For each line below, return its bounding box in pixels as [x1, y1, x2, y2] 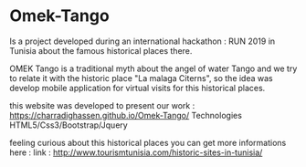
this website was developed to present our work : [9, 99, 195, 110]
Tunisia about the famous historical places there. [9, 45, 193, 56]
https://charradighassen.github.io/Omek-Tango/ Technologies [9, 110, 242, 120]
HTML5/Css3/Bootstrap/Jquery [9, 120, 128, 130]
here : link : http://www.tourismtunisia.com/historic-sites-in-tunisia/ [9, 147, 263, 158]
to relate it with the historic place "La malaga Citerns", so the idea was [9, 72, 273, 83]
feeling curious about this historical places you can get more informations [9, 137, 287, 148]
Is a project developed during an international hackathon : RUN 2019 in [9, 36, 276, 47]
